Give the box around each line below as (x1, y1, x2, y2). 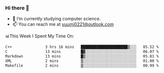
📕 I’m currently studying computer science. (12, 16, 101, 22)
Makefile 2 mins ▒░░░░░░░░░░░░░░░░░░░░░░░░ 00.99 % (5, 63, 159, 68)
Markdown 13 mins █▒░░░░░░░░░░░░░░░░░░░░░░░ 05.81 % (5, 54, 159, 59)
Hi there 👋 (5, 4, 30, 11)
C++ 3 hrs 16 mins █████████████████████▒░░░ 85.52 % (5, 45, 159, 50)
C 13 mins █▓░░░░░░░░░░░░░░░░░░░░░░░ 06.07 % (5, 49, 159, 54)
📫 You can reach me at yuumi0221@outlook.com (12, 21, 114, 27)
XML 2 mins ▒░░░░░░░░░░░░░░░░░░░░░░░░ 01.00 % (5, 58, 159, 64)
